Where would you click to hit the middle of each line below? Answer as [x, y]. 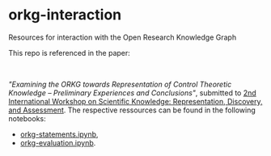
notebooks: [27, 118]
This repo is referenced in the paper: [70, 53]
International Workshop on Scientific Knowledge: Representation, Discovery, [135, 101]
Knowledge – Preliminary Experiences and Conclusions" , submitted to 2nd [132, 93]
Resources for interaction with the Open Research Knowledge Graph [123, 37]
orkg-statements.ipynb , [59, 134]
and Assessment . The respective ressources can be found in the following [132, 110]
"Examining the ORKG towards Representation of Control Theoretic [120, 84]
